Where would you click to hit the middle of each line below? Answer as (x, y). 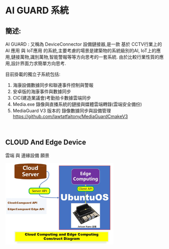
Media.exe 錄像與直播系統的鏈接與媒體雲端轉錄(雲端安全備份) (77, 104)
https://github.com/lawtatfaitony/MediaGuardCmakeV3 (70, 116)
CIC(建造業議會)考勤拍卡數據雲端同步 (52, 98)
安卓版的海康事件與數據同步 (42, 92)
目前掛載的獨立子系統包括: (33, 74)
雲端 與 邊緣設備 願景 (27, 155)
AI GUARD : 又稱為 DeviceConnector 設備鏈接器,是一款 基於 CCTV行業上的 (84, 44)
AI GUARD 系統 (37, 10)
